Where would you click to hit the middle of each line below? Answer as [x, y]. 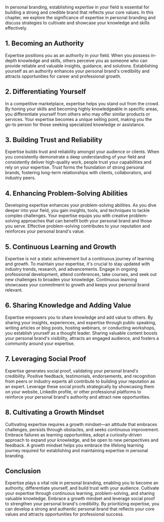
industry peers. [20, 178]
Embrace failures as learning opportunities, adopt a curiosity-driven [73, 434]
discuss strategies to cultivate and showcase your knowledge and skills [77, 23]
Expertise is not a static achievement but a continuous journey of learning [80, 259]
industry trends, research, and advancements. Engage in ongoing [71, 269]
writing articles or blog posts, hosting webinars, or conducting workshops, [80, 328]
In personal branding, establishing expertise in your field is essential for [77, 7]
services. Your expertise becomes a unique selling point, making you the [79, 119]
